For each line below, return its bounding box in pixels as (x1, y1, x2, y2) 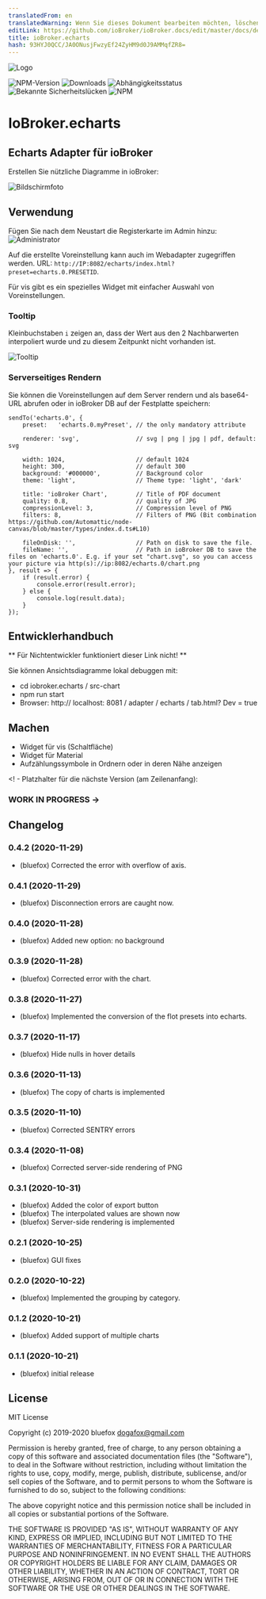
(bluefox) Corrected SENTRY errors (19, 1125, 136, 1134)
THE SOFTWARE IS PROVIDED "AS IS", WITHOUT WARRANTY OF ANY (8, 1524, 239, 1534)
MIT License (8, 1413, 49, 1422)
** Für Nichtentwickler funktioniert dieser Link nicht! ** (8, 651, 188, 660)
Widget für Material (19, 751, 83, 760)
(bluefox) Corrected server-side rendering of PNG (19, 1163, 183, 1172)
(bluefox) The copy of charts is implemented (19, 1087, 165, 1096)
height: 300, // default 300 (22, 462, 186, 470)
